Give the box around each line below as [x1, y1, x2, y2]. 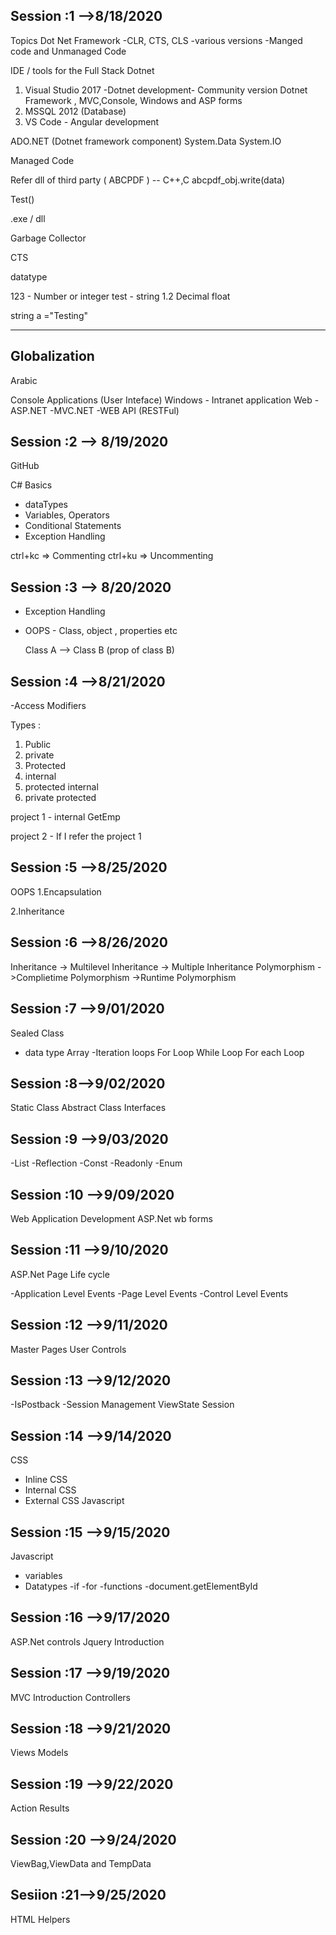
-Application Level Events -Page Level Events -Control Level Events [10, 1287, 289, 1299]
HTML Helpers [10, 1913, 71, 1925]
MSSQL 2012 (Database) [24, 105, 127, 117]
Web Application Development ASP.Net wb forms [10, 1212, 213, 1224]
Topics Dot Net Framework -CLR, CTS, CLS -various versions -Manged [10, 34, 303, 46]
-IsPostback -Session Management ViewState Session [10, 1399, 235, 1411]
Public [24, 739, 52, 751]
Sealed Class [10, 1027, 65, 1039]
